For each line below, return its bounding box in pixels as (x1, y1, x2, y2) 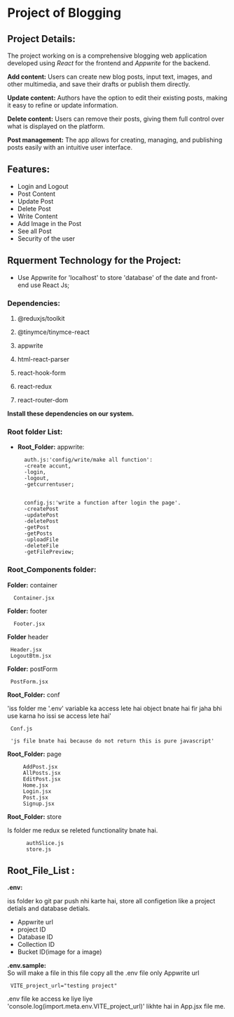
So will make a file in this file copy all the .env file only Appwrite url (7, 969, 200, 977)
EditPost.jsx (22, 776, 61, 783)
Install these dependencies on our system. (7, 409, 135, 418)
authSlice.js (25, 839, 64, 846)
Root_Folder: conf (7, 690, 60, 699)
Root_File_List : (7, 865, 75, 877)
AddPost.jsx (22, 763, 58, 770)
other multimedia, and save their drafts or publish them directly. (7, 80, 191, 88)
